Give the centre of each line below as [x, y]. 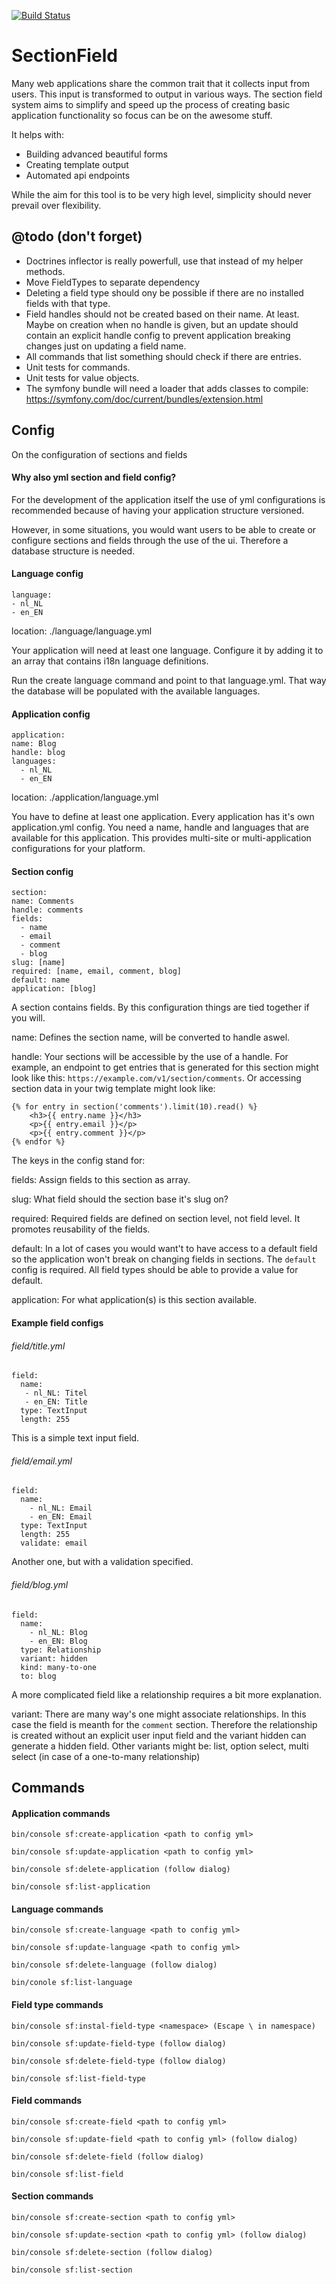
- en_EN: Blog [58, 1641]
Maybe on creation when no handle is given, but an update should [162, 324]
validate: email [54, 1543]
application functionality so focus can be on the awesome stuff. [142, 115]
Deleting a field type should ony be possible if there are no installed [164, 292]
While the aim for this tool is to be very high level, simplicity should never [161, 194]
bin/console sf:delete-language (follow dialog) [114, 1965]
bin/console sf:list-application [81, 1887]
